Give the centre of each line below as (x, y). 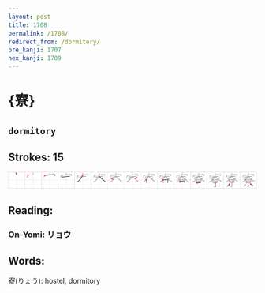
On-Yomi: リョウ (40, 235)
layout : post (30, 17)
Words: (26, 261)
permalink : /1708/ (38, 33)
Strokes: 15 (36, 157)
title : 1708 (28, 25)
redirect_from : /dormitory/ (54, 42)
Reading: (31, 210)
